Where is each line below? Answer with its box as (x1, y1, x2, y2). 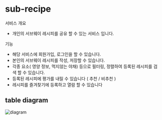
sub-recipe (5, 3, 51, 15)
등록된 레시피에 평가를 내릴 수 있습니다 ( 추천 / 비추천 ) (12, 76, 116, 81)
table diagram (5, 96, 48, 104)
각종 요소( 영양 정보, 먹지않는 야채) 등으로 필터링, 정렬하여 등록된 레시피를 (12, 63, 153, 69)
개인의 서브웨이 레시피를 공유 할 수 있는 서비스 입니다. (12, 30, 114, 36)
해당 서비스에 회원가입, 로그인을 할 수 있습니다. (12, 51, 101, 57)
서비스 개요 (5, 20, 26, 26)
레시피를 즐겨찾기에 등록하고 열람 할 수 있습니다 (12, 81, 103, 87)
